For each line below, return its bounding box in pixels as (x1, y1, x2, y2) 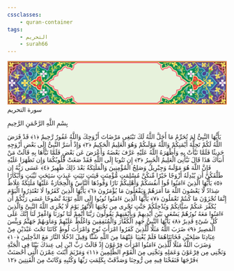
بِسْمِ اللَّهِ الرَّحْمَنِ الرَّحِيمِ (7, 119, 68, 127)
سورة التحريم (7, 105, 42, 114)
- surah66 (19, 40, 49, 48)
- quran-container (19, 18, 73, 26)
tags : (7, 26, 23, 33)
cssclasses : (7, 11, 42, 18)
